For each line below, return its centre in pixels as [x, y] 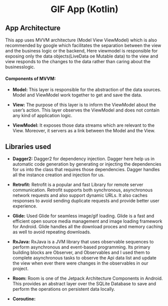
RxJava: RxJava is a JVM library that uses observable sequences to [83, 242]
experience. [25, 206]
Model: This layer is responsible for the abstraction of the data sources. [87, 90]
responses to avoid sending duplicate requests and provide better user [86, 201]
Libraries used [28, 147]
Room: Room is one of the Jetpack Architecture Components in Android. [88, 278]
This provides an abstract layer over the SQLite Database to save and [84, 284]
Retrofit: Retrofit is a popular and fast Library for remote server [78, 185]
